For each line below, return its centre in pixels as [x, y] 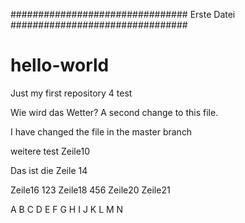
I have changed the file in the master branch [101, 131]
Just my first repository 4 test [71, 93]
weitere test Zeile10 [50, 151]
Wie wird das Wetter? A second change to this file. [114, 112]
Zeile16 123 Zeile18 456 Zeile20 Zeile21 [90, 190]
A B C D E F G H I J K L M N [67, 209]
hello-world [60, 65]
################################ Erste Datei [123, 14]
